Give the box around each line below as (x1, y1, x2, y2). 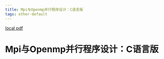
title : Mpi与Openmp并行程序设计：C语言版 (5, 7, 83, 12)
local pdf (5, 25, 23, 31)
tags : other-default (5, 12, 48, 17)
